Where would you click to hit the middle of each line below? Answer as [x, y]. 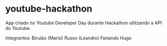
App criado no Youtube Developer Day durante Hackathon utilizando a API [84, 23]
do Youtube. [18, 28]
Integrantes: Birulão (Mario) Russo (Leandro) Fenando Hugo [68, 38]
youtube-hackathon [49, 9]
